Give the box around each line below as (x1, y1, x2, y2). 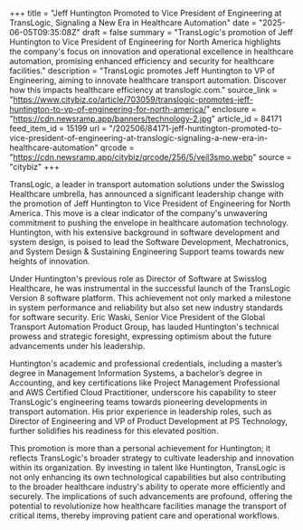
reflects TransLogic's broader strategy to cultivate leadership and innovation (9, 452, 295, 463)
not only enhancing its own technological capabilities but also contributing (9, 472, 287, 482)
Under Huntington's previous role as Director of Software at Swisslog (9, 273, 267, 284)
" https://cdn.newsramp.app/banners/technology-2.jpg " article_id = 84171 (9, 113, 282, 124)
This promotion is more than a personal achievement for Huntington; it (9, 443, 271, 453)
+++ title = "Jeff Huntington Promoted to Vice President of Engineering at (9, 8, 282, 18)
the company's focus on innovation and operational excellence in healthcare (9, 46, 294, 57)
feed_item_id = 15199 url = (9, 123, 108, 134)
